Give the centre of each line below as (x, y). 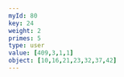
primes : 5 (25, 38)
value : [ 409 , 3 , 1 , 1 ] (41, 53)
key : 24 (21, 23)
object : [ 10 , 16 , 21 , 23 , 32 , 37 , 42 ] (62, 61)
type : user (27, 46)
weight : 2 (25, 30)
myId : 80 (23, 16)
